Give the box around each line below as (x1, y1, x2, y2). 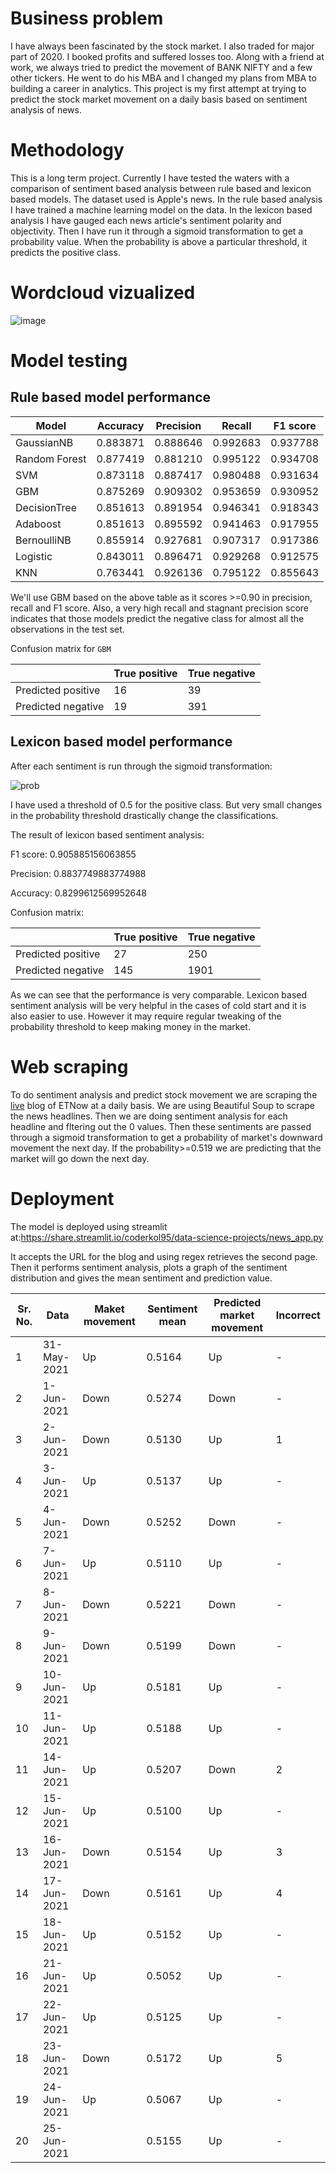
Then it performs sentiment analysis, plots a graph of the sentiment (10, 1261, 288, 1273)
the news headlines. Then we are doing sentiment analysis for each (10, 1110, 288, 1122)
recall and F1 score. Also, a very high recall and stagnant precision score (10, 602, 310, 614)
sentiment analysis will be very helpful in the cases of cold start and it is (10, 999, 307, 1011)
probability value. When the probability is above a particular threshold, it (10, 235, 308, 247)
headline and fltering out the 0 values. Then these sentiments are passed (10, 1120, 312, 1132)
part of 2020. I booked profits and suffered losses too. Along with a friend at (10, 50, 325, 62)
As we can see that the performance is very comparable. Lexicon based (10, 988, 308, 1001)
